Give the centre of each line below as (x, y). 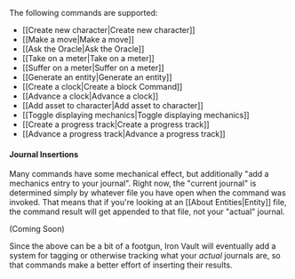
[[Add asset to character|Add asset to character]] (113, 105)
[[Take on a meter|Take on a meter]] (88, 58)
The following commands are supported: (84, 13)
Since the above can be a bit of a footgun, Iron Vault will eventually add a (143, 246)
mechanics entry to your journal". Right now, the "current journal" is (133, 183)
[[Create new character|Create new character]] (108, 30)
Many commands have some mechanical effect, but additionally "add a (139, 174)
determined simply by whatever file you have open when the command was (147, 193)
